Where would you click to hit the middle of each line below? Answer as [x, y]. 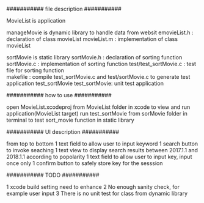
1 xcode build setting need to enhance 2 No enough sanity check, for [93, 187]
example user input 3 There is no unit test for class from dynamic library [97, 193]
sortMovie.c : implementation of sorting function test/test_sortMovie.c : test [101, 64]
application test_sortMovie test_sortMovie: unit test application [85, 83]
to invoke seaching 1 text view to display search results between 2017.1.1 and [102, 150]
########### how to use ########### [59, 95]
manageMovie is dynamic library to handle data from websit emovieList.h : [100, 32]
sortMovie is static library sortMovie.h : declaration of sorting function [94, 57]
